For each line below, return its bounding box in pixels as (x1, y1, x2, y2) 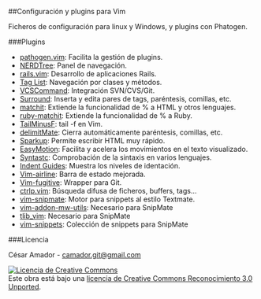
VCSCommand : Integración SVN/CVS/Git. (19, 86, 155, 95)
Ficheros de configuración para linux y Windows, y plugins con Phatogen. (8, 22, 248, 31)
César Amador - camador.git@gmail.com (8, 250, 141, 259)
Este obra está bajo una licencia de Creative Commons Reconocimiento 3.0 (8, 274, 253, 282)
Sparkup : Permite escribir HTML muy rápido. (19, 136, 166, 145)
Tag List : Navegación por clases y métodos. (19, 78, 162, 87)
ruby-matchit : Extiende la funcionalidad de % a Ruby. (19, 111, 193, 120)
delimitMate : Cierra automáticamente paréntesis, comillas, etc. (19, 127, 223, 137)
